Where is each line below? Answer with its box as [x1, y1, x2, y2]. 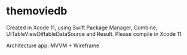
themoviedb [6, 4, 68, 18]
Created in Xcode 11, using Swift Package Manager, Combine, [6, 24, 158, 31]
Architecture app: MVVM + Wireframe [6, 42, 100, 49]
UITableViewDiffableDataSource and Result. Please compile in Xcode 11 [6, 30, 182, 37]
